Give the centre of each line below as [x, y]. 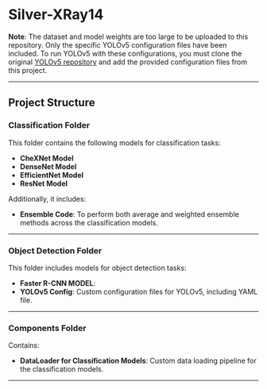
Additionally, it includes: [47, 198]
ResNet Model [44, 183]
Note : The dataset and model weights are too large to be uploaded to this [128, 37]
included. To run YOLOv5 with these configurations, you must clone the [125, 53]
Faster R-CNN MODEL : [58, 283]
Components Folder [47, 328]
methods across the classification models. [89, 222]
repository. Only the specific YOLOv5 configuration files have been [118, 44]
